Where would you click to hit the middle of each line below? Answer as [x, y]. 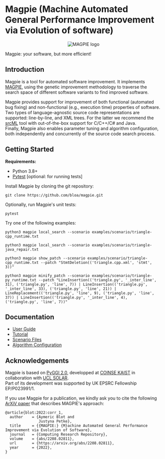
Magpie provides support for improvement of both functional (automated [80, 102]
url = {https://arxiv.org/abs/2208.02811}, [62, 443]
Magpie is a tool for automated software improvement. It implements [75, 81]
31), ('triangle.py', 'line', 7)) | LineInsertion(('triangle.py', [77, 284]
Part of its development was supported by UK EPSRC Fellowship [71, 383]
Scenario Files [27, 340]
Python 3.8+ [25, 171]
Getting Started [30, 149]
